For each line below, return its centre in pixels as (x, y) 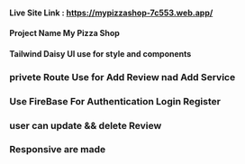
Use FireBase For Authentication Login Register (115, 101)
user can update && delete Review (86, 125)
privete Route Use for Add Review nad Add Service (122, 77)
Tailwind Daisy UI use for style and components (100, 53)
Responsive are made (58, 150)
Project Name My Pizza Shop (64, 33)
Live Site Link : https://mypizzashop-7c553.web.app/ (111, 13)
